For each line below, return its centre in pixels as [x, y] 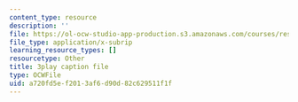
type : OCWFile [35, 75]
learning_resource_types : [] [63, 51]
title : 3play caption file [59, 67]
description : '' [39, 26]
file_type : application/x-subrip [71, 42]
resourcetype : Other [47, 59]
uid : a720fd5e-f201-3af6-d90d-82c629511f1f [91, 83]
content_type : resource [53, 17]
